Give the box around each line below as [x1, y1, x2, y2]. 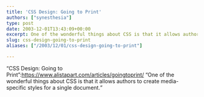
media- [160, 77, 179, 85]
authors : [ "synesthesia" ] [6, 15, 72, 21]
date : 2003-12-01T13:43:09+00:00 [6, 25, 91, 32]
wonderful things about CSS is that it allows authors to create [6, 77, 160, 85]
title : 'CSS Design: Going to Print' [6, 8, 102, 15]
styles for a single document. [27, 84, 100, 91]
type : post [6, 20, 34, 26]
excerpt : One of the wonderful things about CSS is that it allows [6, 32, 181, 38]
